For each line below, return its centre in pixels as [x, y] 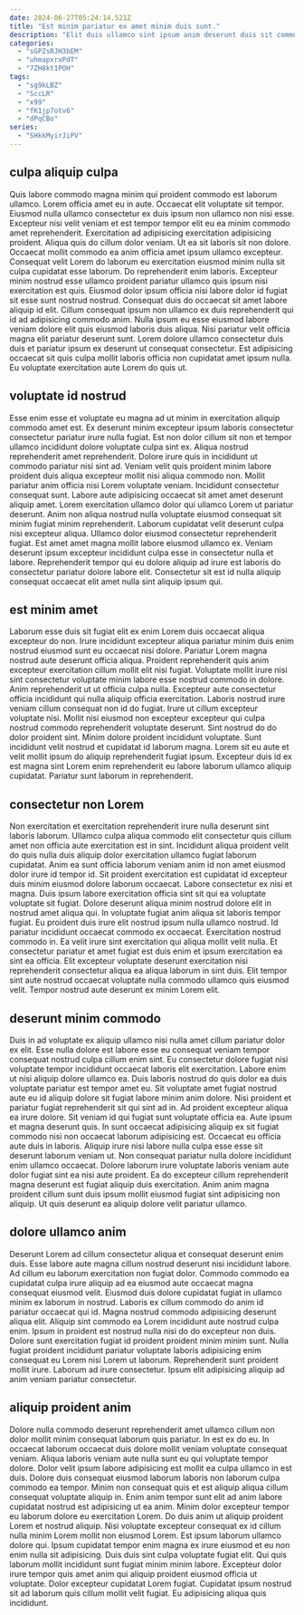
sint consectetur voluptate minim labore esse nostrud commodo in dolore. [147, 679]
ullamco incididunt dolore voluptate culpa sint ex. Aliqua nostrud [129, 447]
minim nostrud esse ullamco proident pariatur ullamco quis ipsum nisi [139, 281]
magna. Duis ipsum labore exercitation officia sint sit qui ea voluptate [138, 894]
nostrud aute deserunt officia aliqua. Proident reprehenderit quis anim [139, 660]
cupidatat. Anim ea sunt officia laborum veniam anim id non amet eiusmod [147, 865]
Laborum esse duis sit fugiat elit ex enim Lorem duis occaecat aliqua [137, 631]
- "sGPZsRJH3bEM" [50, 52]
